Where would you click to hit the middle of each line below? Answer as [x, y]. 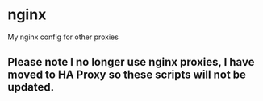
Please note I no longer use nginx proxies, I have [131, 62]
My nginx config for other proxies [63, 37]
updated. [31, 87]
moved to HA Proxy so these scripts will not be [127, 75]
